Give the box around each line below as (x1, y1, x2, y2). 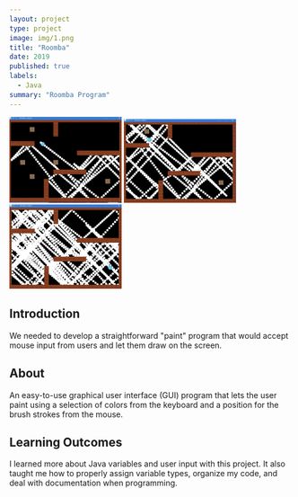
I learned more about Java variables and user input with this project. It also (9, 458, 285, 469)
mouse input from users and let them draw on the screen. (9, 340, 223, 351)
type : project (9, 23, 63, 33)
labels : (9, 72, 39, 81)
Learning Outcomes (9, 435, 123, 450)
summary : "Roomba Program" (9, 90, 110, 99)
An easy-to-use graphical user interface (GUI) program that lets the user (9, 389, 277, 400)
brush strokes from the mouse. (9, 409, 124, 420)
